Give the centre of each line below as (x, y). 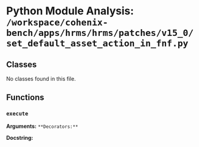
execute (17, 114)
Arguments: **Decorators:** (42, 126)
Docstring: (20, 137)
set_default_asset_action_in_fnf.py (97, 43)
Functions (25, 98)
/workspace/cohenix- (57, 22)
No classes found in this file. (41, 79)
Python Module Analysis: (70, 11)
